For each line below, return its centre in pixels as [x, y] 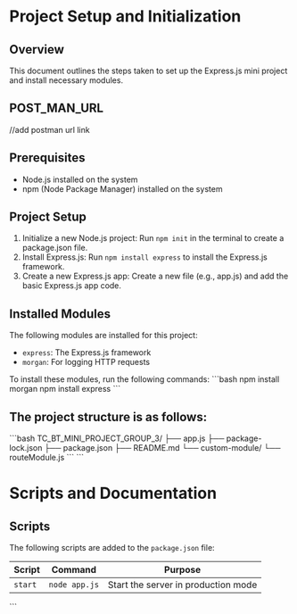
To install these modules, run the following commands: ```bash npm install [144, 379]
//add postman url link [50, 129]
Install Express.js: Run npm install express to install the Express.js [144, 257]
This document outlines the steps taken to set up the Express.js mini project [148, 71]
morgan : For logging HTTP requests [86, 362]
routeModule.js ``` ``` [47, 458]
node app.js [74, 585]
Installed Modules [60, 314]
